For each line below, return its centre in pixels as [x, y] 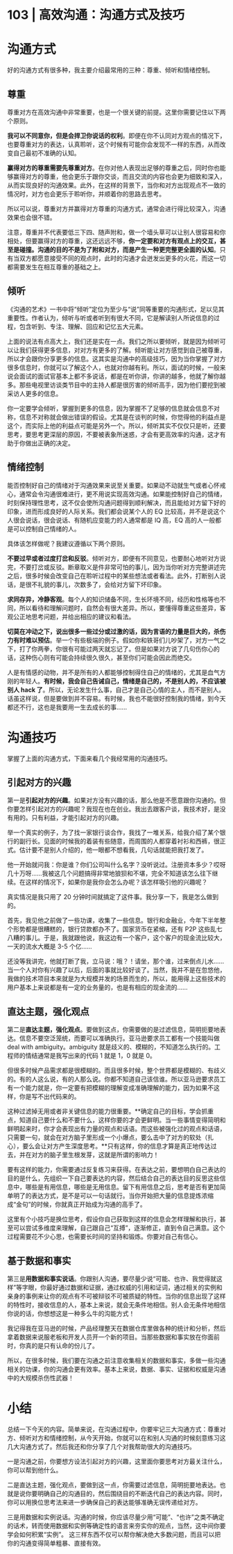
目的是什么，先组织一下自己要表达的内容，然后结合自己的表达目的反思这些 [113, 1178]
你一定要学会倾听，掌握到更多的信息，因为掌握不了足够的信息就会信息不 [110, 408]
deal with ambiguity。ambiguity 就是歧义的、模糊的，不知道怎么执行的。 [111, 1047]
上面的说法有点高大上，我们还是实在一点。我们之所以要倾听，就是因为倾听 [113, 341]
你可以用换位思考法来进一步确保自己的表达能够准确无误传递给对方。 [104, 1502]
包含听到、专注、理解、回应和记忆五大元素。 [83, 326]
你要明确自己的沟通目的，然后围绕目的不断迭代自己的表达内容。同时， [126, 1493]
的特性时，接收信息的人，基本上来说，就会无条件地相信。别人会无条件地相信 [116, 1305]
